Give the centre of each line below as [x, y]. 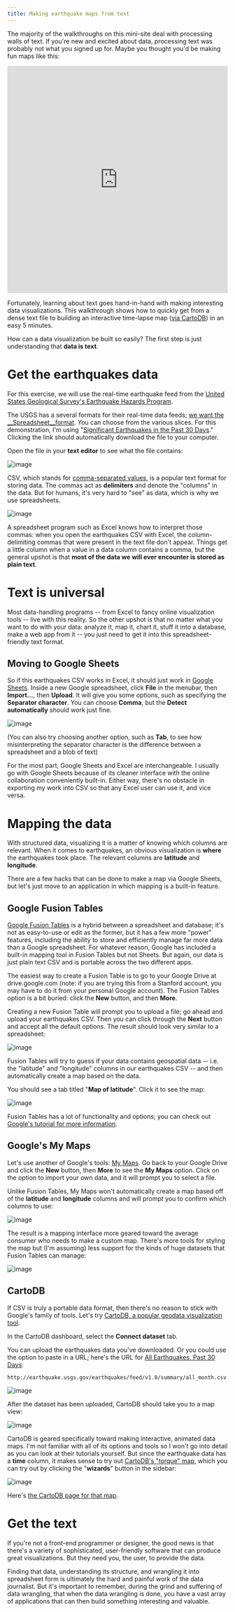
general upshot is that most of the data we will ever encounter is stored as [116, 557]
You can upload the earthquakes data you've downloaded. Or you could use [117, 1350]
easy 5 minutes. [30, 325]
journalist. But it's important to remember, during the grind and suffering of [115, 1586]
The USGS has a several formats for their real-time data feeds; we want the [116, 415]
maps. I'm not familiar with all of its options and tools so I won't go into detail [117, 1446]
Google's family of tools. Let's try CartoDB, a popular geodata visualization [115, 1315]
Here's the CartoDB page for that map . [63, 1495]
